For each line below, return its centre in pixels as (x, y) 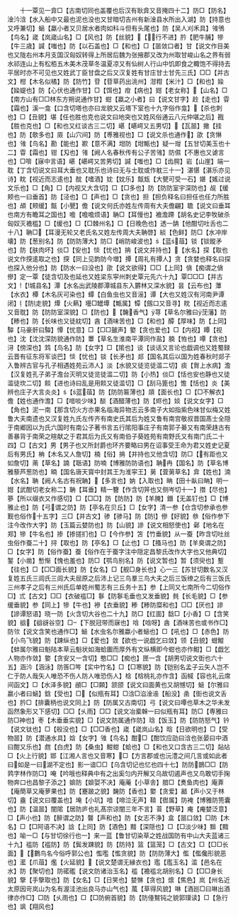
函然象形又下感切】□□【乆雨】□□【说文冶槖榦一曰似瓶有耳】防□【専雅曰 (118, 711)
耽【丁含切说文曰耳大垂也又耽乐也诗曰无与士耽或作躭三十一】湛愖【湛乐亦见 (119, 170)
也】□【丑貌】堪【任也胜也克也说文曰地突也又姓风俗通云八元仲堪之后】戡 (116, 117)
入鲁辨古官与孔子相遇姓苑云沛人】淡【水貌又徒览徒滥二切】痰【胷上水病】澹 (119, 365)
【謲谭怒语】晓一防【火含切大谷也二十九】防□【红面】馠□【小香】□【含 (115, 614)
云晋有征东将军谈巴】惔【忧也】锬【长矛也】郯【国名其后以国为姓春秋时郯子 (119, 356)
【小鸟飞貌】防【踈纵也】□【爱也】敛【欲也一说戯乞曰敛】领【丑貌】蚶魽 (116, 640)
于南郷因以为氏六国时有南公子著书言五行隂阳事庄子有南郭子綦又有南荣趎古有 (119, 427)
